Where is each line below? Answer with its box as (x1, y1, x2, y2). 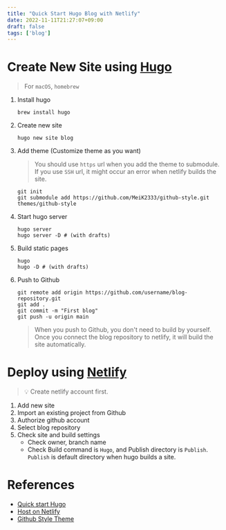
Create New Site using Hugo (7, 60, 172, 75)
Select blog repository (17, 423, 81, 432)
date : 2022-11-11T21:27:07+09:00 (7, 17, 104, 24)
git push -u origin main (17, 313, 89, 321)
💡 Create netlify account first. (23, 387, 109, 396)
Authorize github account (17, 416, 90, 425)
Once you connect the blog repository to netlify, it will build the (34, 333, 214, 342)
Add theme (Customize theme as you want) (17, 147, 142, 155)
